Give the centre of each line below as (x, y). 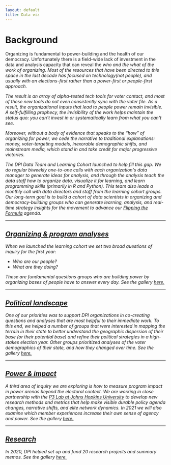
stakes (12, 342)
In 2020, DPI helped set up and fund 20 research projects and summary (81, 451)
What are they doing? (35, 267)
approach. (16, 86)
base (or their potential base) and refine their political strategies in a (77, 337)
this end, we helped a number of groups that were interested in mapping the (85, 326)
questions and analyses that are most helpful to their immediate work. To (82, 321)
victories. (15, 155)
